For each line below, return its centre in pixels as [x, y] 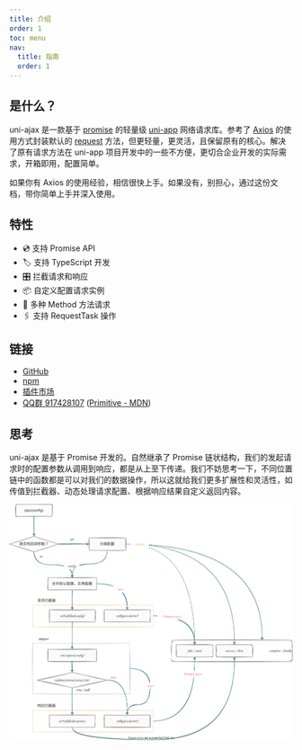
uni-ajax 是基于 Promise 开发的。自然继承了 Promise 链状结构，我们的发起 [147, 458]
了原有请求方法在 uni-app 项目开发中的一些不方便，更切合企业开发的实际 [144, 152]
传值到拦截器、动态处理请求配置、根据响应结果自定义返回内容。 [127, 491]
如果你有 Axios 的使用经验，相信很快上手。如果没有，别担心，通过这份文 [144, 182]
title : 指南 [39, 57]
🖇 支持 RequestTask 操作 [69, 316]
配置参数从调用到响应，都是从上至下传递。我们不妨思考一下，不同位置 [163, 469]
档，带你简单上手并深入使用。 [64, 193]
